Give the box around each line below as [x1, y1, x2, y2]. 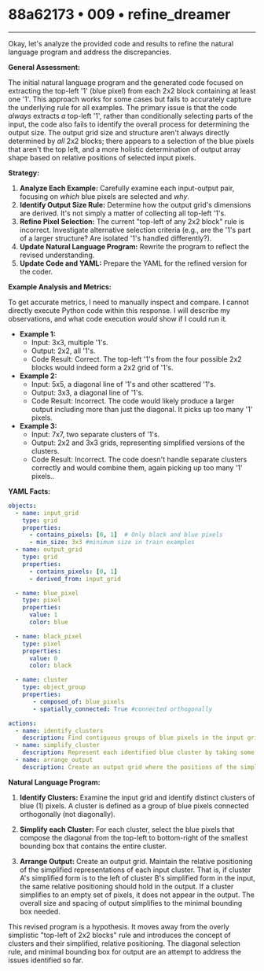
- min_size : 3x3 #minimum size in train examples [28, 539, 195, 546]
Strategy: [8, 167, 40, 178]
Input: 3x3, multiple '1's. [31, 337, 108, 347]
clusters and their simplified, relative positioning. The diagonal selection [8, 938, 241, 948]
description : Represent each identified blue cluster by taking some [22, 748, 255, 756]
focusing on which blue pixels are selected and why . [19, 191, 190, 201]
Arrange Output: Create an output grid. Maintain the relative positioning [19, 856, 253, 866]
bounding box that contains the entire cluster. [19, 841, 167, 851]
